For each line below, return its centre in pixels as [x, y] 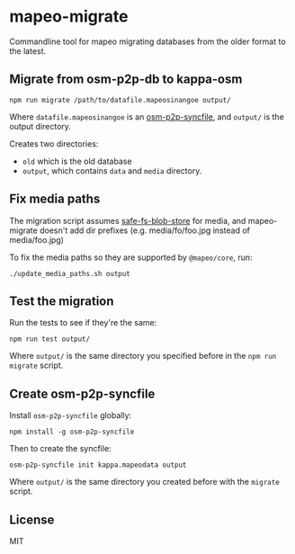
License [32, 519]
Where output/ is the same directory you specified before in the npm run [143, 356]
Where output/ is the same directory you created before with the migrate [145, 482]
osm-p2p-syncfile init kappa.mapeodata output [98, 465]
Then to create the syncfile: [60, 449]
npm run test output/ [50, 339]
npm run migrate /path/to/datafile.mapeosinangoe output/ [120, 100]
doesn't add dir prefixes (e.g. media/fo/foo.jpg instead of [144, 230]
